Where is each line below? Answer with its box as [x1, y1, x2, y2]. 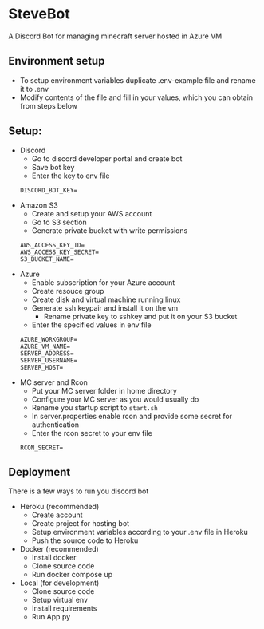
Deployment [8, 465, 71, 479]
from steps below [19, 101, 78, 110]
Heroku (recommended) [19, 502, 100, 512]
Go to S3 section [31, 217, 87, 227]
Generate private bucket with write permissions [31, 225, 188, 235]
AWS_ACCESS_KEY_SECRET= [19, 248, 100, 256]
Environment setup [8, 54, 105, 68]
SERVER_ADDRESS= [19, 349, 74, 358]
